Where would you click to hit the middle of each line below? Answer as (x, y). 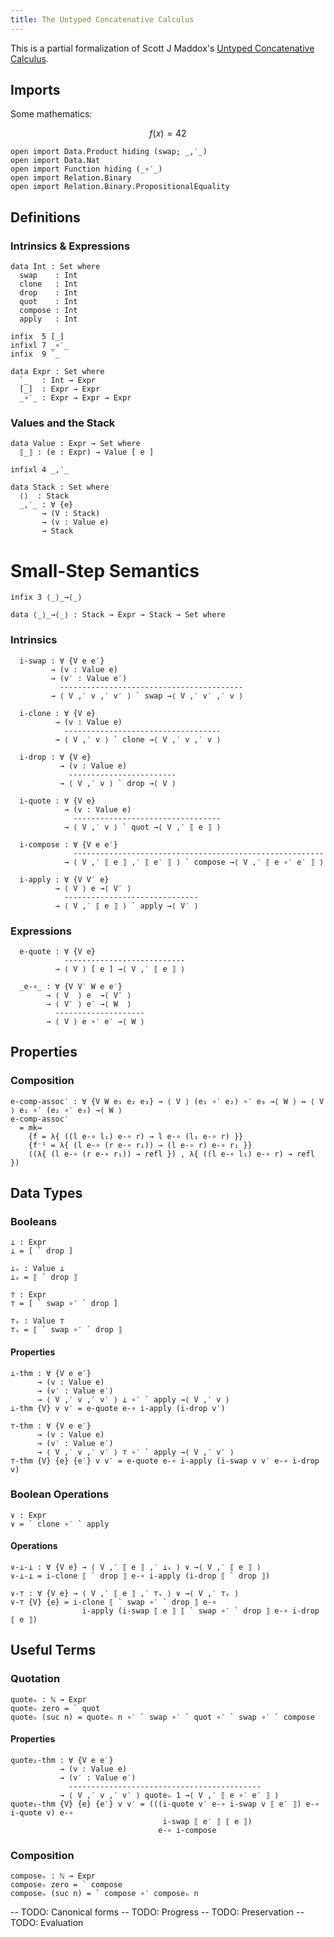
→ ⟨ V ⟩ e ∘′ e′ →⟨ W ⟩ (95, 1021)
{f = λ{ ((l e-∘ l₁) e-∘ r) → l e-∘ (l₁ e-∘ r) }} (136, 1136)
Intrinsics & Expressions (70, 246)
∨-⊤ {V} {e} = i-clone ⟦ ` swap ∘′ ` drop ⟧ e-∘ (113, 1602)
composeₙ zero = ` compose (66, 1885)
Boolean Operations (60, 1494)
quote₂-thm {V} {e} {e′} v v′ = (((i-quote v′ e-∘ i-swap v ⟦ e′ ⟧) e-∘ (165, 1804)
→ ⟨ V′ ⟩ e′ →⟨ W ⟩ (89, 1004)
